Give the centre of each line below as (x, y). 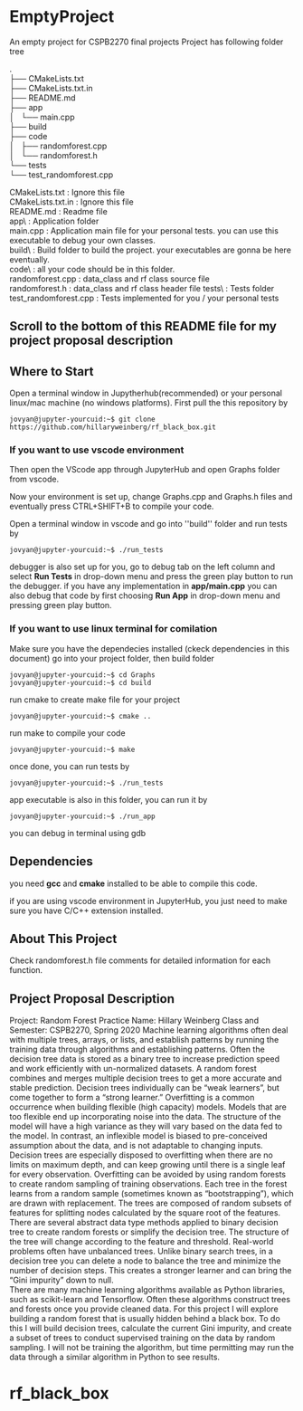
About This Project (63, 939)
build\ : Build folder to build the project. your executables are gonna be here (151, 250)
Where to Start (52, 372)
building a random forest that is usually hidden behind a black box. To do (145, 1319)
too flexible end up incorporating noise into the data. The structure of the (146, 1117)
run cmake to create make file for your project (95, 700)
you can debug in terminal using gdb (78, 833)
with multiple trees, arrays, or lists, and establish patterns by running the (144, 1040)
